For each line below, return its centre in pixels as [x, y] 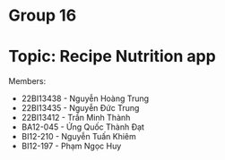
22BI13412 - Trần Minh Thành [76, 118]
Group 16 [43, 16]
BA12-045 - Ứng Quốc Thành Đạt [83, 127]
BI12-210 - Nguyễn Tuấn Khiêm [78, 137]
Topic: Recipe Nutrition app [112, 57]
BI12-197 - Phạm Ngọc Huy [71, 146]
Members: [27, 81]
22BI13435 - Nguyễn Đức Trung [80, 108]
